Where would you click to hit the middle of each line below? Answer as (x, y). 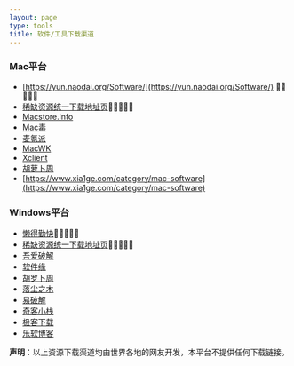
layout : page (33, 17)
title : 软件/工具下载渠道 (52, 34)
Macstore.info (48, 116)
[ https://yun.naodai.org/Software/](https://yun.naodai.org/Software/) (147, 86)
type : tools (31, 26)
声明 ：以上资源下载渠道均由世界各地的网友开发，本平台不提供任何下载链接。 (149, 352)
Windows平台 (39, 212)
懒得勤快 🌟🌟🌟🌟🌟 (51, 233)
